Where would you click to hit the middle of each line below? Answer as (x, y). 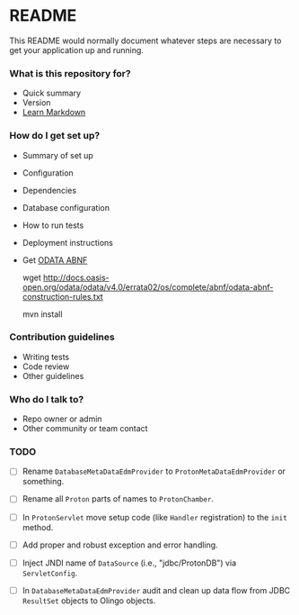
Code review (46, 366)
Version (36, 103)
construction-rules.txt (62, 296)
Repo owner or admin (62, 419)
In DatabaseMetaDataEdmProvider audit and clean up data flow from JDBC (156, 590)
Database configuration (66, 207)
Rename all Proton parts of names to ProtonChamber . (118, 499)
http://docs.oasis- (76, 277)
